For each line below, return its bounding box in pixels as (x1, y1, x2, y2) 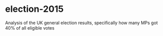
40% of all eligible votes (5, 25, 54, 31)
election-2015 (5, 3, 64, 15)
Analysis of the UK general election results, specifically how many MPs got (5, 20, 158, 26)
